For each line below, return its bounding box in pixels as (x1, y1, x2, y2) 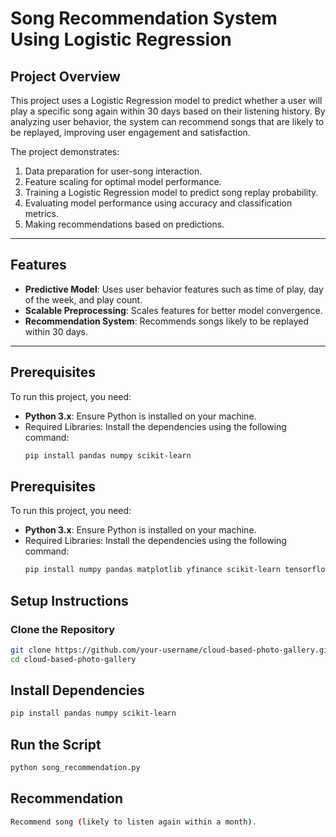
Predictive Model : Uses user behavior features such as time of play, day (24, 283, 324, 295)
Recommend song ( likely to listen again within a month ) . (10, 817, 257, 827)
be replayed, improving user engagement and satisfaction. (10, 127, 251, 138)
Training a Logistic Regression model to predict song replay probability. (24, 187, 319, 198)
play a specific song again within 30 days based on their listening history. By (10, 105, 326, 117)
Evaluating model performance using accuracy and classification (24, 197, 293, 209)
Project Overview (10, 68, 121, 85)
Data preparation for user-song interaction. (24, 165, 203, 177)
